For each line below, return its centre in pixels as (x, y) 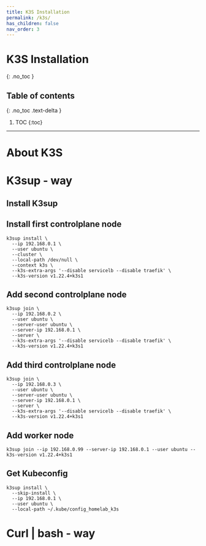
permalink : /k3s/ (29, 18)
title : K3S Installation (38, 12)
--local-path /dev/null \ (45, 260)
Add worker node (40, 435)
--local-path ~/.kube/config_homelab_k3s (66, 509)
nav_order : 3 (23, 29)
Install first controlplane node (64, 224)
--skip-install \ (34, 493)
